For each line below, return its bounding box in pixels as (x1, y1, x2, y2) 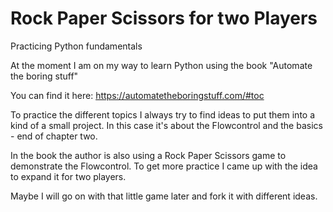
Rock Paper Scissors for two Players (10, 7, 318, 30)
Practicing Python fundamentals (10, 40, 143, 52)
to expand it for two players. (10, 170, 127, 182)
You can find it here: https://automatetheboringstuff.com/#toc (10, 89, 265, 101)
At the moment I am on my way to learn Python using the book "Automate (10, 59, 313, 71)
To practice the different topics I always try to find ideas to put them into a (10, 108, 316, 121)
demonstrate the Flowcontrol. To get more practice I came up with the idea (10, 160, 318, 172)
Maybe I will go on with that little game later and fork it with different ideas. (10, 190, 318, 202)
